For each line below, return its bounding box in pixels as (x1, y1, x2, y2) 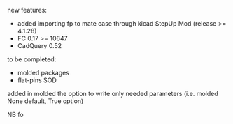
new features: (7, 6, 47, 14)
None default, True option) (7, 97, 84, 105)
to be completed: (7, 55, 57, 63)
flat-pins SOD (17, 76, 57, 84)
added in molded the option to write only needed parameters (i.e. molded (7, 90, 218, 98)
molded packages (17, 69, 70, 77)
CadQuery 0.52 (17, 42, 62, 49)
